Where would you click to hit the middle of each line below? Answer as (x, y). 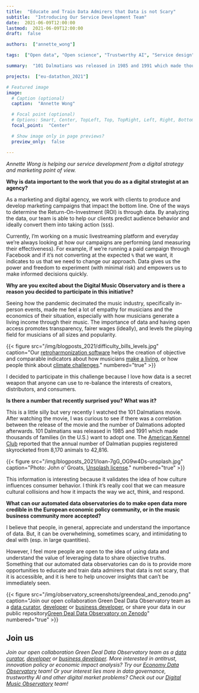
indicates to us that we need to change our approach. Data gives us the (93, 261)
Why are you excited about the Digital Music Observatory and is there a (96, 285)
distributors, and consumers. (41, 389)
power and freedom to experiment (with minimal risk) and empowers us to (97, 267)
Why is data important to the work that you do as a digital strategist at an (97, 181)
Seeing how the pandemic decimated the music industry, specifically (90, 303)
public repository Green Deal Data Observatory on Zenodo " (78, 613)
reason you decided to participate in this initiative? (70, 292)
